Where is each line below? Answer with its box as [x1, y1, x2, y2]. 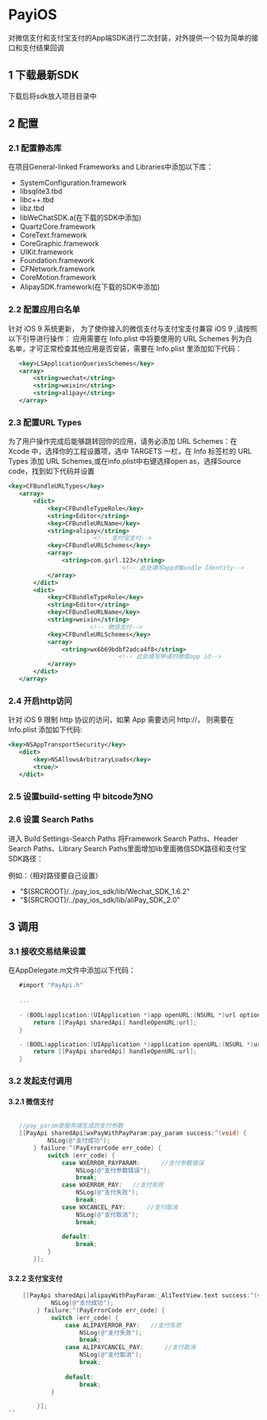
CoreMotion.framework [19, 273, 97, 282]
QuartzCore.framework [19, 222, 96, 232]
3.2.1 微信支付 [8, 1096, 54, 1106]
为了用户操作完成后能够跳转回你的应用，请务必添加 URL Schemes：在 [8, 437, 238, 446]
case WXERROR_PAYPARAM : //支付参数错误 [61, 1159, 204, 1167]
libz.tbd [19, 203, 45, 213]
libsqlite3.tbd [19, 186, 63, 196]
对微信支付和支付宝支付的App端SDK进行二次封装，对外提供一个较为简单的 [8, 33, 252, 42]
